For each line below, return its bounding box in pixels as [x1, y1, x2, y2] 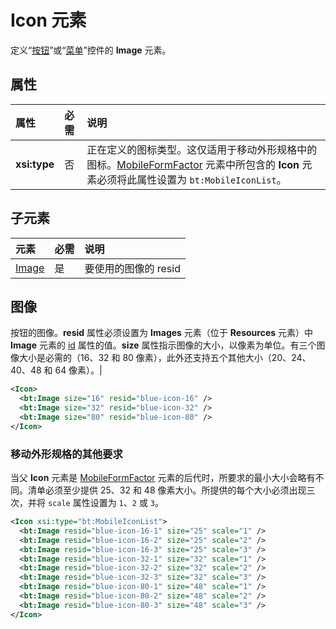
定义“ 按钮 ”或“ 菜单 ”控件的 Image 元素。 [10, 44, 172, 56]
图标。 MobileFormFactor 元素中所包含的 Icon [86, 157, 300, 171]
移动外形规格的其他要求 [10, 447, 123, 461]
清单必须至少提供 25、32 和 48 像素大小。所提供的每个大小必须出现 [27, 484, 307, 496]
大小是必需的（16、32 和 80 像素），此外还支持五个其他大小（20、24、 [18, 352, 312, 364]
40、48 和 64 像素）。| [10, 364, 103, 376]
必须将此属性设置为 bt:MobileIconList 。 [96, 172, 287, 186]
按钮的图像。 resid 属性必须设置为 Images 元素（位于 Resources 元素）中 [10, 327, 314, 339]
